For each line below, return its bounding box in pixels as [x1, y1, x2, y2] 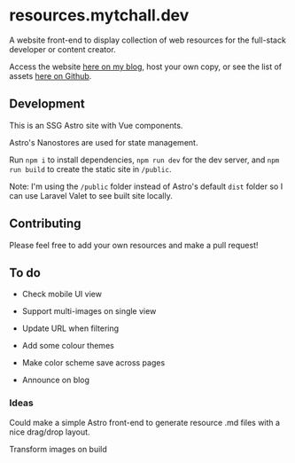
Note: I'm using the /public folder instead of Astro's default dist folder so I [9, 181, 283, 192]
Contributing [9, 216, 82, 231]
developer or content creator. [9, 43, 117, 54]
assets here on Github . [9, 70, 92, 81]
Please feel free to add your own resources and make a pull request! [9, 239, 259, 250]
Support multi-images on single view [21, 306, 157, 317]
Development [9, 97, 86, 112]
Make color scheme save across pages [21, 357, 166, 368]
